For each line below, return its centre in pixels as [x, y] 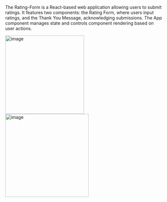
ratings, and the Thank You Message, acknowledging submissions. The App [83, 18]
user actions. [19, 28]
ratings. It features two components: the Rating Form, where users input [79, 12]
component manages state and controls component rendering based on [79, 23]
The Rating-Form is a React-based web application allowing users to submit [83, 7]
